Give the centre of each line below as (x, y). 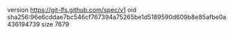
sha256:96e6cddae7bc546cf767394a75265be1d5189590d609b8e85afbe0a (117, 17)
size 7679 (55, 24)
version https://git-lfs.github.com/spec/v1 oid (72, 10)
